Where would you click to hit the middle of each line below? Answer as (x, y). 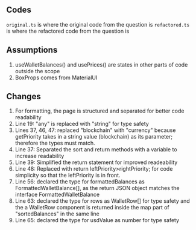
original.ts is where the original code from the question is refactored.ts (98, 24)
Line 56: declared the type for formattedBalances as (80, 182)
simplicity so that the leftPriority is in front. (68, 176)
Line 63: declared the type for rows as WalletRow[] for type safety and (102, 201)
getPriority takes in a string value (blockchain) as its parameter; (94, 137)
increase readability (40, 156)
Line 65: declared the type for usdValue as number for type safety (97, 220)
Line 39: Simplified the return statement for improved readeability (96, 162)
